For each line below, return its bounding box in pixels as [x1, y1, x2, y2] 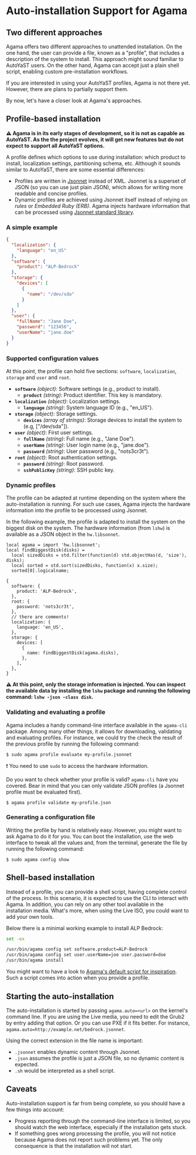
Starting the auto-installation [6, 991, 114, 1001]
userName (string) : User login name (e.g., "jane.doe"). [23, 441, 150, 448]
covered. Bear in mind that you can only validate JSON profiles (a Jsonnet [6, 782, 184, 789]
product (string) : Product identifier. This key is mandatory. [23, 391, 163, 398]
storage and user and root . [6, 374, 71, 381]
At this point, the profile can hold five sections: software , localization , [6, 367, 177, 374]
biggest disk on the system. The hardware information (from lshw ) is [6, 525, 171, 532]
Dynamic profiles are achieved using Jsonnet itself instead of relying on [14, 196, 188, 203]
